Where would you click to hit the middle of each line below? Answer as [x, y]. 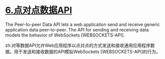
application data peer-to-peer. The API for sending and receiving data [77, 29]
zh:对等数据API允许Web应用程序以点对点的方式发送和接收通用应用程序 [78, 45]
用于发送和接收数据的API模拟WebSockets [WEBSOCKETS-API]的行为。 [87, 51]
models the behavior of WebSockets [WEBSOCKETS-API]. [65, 35]
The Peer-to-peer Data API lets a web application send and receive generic [82, 24]
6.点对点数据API [39, 10]
